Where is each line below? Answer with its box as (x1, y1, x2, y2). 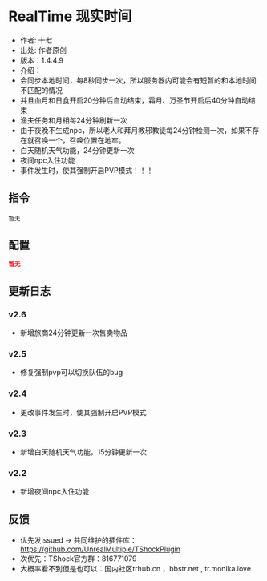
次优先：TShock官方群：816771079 (19, 554, 138, 563)
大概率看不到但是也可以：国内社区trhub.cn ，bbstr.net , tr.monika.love (19, 564, 251, 574)
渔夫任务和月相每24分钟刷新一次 (19, 115, 128, 125)
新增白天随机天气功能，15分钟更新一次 (19, 447, 147, 457)
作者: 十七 (19, 35, 53, 45)
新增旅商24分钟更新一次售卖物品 (19, 328, 128, 337)
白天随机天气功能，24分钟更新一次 (19, 145, 135, 155)
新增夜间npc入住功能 (19, 486, 90, 497)
